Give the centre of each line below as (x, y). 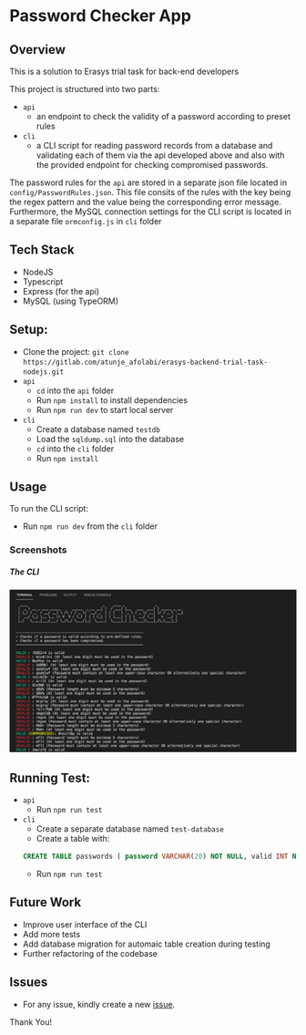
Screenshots (38, 550)
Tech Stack (42, 250)
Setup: (29, 330)
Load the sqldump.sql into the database (110, 439)
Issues (29, 983)
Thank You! (31, 1021)
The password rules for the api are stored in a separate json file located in (148, 182)
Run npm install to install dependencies (112, 400)
